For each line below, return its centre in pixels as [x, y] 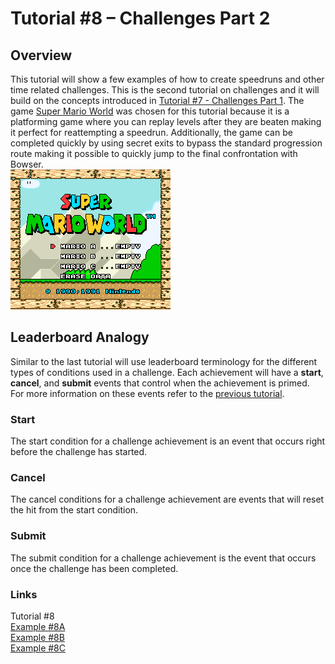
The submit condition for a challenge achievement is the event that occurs [163, 558]
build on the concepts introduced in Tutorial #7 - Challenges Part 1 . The [157, 100]
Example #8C [38, 648]
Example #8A [38, 626]
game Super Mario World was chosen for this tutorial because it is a [150, 111]
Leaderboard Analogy [80, 337]
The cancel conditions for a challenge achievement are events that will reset [167, 499]
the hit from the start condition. [74, 510]
